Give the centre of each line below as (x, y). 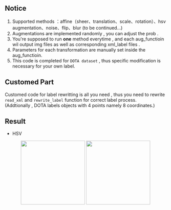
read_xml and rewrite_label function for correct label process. (71, 100)
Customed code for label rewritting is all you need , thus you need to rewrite (85, 95)
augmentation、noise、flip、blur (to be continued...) (67, 28)
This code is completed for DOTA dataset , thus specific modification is (86, 60)
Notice (16, 8)
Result (15, 121)
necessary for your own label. (44, 66)
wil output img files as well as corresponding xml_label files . (76, 44)
